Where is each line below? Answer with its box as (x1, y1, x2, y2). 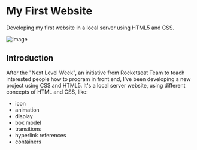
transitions (14, 125, 41, 133)
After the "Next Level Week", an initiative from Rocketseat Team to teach (6, 69, 185, 76)
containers (14, 138, 42, 145)
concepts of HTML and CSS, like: (6, 88, 88, 95)
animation (14, 106, 40, 113)
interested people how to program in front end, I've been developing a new (6, 75, 191, 82)
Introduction (6, 53, 54, 64)
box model (14, 119, 41, 126)
